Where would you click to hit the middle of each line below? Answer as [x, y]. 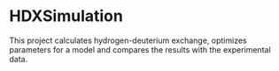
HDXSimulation [66, 16]
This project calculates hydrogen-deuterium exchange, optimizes [128, 40]
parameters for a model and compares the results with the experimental [140, 49]
